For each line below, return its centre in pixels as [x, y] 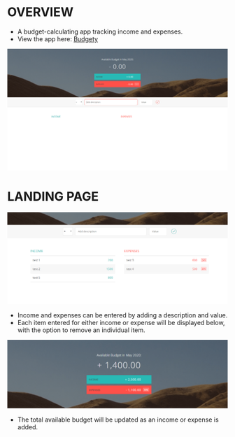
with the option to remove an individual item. [81, 330]
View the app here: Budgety [58, 38]
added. [28, 427]
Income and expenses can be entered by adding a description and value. [122, 315]
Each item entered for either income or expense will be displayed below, [121, 323]
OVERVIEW [41, 12]
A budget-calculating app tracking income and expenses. [100, 31]
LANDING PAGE [53, 197]
